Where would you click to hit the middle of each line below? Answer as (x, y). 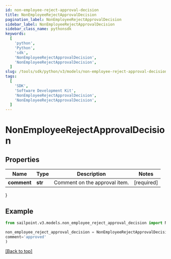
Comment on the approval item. (91, 183)
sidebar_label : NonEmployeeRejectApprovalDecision (60, 24)
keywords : (16, 34)
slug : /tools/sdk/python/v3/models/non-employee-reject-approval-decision (86, 72)
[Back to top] (19, 251)
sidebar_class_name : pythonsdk (38, 29)
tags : (11, 76)
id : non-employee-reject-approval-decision (52, 10)
